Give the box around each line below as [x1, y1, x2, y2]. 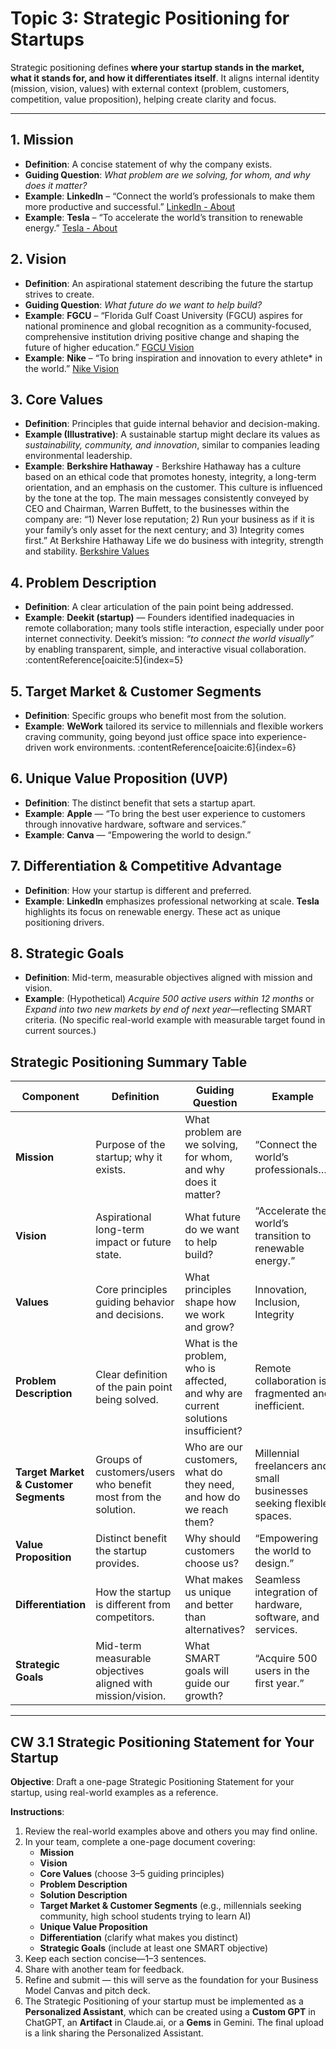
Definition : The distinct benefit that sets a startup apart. [24, 797, 256, 809]
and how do [184, 1490, 241, 1504]
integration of [254, 1585, 318, 1599]
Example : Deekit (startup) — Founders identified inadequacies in [24, 612, 295, 624]
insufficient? [184, 1424, 243, 1438]
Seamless [254, 1573, 302, 1587]
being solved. [95, 1393, 159, 1407]
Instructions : [10, 1806, 65, 1818]
